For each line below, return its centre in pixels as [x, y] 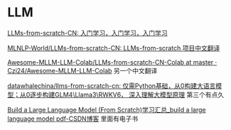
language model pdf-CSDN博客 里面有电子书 [73, 119]
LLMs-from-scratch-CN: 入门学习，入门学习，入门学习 [88, 33]
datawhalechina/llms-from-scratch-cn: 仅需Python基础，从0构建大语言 [112, 85]
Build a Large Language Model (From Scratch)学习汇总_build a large [107, 109]
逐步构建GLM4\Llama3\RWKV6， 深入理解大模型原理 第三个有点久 [127, 94]
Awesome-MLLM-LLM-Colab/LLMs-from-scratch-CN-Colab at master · [112, 62]
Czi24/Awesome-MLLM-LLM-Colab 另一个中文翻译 [82, 70]
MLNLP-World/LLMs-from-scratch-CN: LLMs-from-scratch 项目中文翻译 [114, 48]
